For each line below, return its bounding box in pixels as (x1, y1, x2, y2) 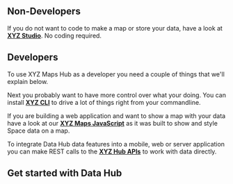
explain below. (7, 77, 49, 85)
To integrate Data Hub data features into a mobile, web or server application (7, 140, 225, 148)
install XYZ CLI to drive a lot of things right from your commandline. (7, 98, 201, 106)
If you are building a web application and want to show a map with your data (7, 111, 226, 120)
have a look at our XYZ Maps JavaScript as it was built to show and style (7, 119, 218, 127)
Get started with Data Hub (7, 167, 122, 179)
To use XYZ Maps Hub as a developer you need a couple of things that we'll (7, 69, 225, 78)
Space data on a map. (7, 126, 70, 135)
